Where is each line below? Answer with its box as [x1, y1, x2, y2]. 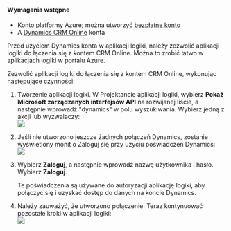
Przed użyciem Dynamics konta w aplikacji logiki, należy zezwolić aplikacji [7, 41, 220, 50]
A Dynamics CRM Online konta [17, 28, 105, 37]
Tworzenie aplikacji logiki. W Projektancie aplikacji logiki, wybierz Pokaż [17, 91, 224, 99]
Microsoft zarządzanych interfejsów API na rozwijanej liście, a [17, 98, 199, 107]
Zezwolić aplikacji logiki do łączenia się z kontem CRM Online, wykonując [7, 70, 217, 78]
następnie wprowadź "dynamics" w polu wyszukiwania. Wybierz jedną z [17, 105, 225, 113]
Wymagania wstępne [7, 6, 70, 14]
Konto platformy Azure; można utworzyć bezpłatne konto [17, 21, 181, 29]
